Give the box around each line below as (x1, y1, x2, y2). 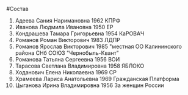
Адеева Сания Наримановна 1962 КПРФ (15, 17, 121, 24)
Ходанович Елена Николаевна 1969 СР (15, 69, 117, 76)
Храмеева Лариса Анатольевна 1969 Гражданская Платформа (15, 76, 179, 82)
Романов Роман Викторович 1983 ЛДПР (15, 37, 121, 43)
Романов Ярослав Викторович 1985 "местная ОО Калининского (15, 43, 182, 50)
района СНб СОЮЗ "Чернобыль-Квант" (15, 49, 119, 57)
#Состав (6, 5, 29, 12)
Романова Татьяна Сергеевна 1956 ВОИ (15, 56, 120, 63)
